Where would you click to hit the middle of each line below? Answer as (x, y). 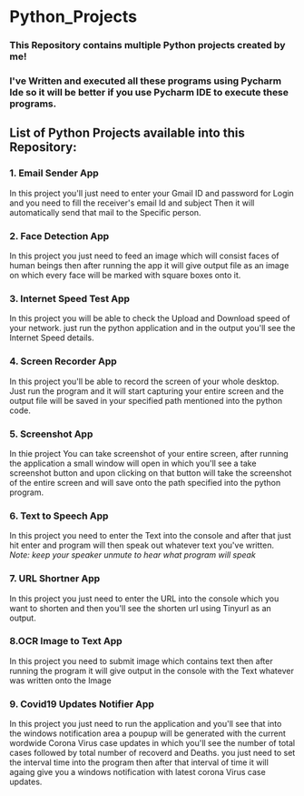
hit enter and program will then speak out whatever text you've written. (142, 545)
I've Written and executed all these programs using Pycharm (146, 81)
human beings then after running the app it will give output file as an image (149, 266)
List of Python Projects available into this (127, 133)
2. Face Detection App (59, 236)
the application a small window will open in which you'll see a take (133, 463)
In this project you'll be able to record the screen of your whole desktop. (144, 381)
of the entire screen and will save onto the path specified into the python (145, 482)
